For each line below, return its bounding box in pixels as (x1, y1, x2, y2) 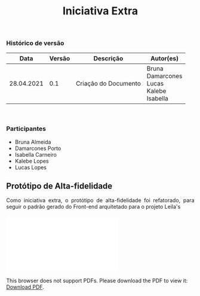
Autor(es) (150, 54, 179, 63)
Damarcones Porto (14, 145, 61, 152)
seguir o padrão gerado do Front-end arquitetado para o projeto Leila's (6, 203, 181, 210)
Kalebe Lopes (14, 157, 49, 164)
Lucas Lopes (14, 163, 47, 171)
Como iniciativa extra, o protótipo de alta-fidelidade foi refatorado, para (6, 197, 195, 204)
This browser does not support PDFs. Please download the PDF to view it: (6, 277, 188, 285)
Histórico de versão (6, 39, 64, 47)
